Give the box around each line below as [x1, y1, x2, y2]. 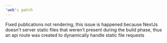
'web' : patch [5, 7, 33, 13]
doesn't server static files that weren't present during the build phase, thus [5, 26, 162, 33]
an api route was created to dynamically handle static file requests [5, 32, 145, 38]
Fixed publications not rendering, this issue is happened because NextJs [5, 21, 158, 27]
